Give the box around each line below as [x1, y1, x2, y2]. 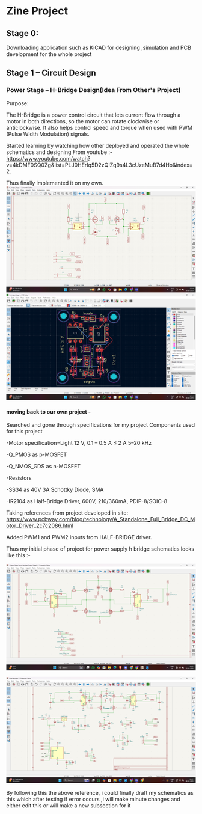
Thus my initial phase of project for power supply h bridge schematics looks [6, 545, 194, 552]
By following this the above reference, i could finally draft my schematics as [6, 789, 194, 797]
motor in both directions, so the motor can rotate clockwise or [6, 117, 159, 124]
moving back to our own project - [6, 408, 91, 415]
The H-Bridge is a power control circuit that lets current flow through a [6, 111, 181, 118]
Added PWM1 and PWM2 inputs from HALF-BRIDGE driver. [6, 534, 152, 541]
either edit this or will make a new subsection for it [6, 802, 131, 809]
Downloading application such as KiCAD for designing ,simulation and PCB [6, 44, 191, 51]
